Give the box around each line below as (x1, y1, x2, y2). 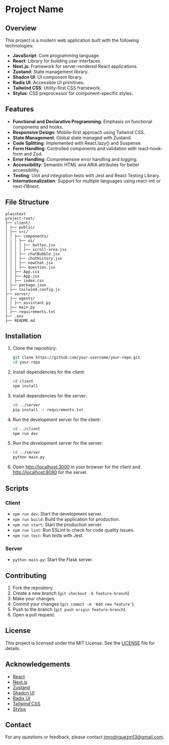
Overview (5, 24, 37, 33)
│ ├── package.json (5, 282, 47, 287)
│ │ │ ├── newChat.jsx (5, 260, 53, 265)
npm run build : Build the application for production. (12, 516, 120, 522)
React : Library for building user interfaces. (12, 58, 102, 64)
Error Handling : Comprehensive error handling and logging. (12, 156, 138, 162)
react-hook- (138, 145, 163, 151)
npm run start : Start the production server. (12, 522, 103, 528)
